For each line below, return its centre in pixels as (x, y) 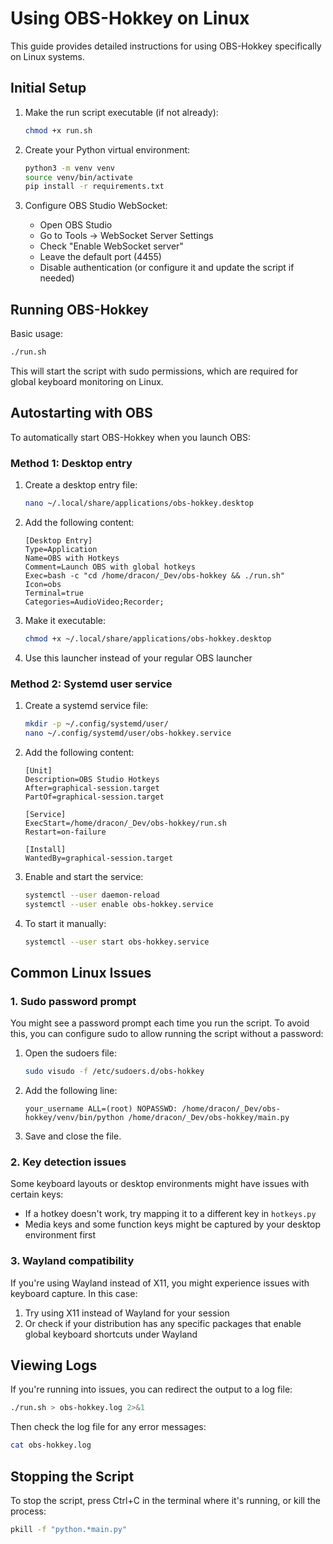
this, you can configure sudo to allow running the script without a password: (167, 1034)
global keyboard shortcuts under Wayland (111, 1334)
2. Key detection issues (68, 1162)
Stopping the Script (72, 1476)
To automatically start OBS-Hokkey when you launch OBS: (130, 437)
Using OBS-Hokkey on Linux (130, 18)
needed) (57, 278)
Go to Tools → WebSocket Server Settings (126, 236)
